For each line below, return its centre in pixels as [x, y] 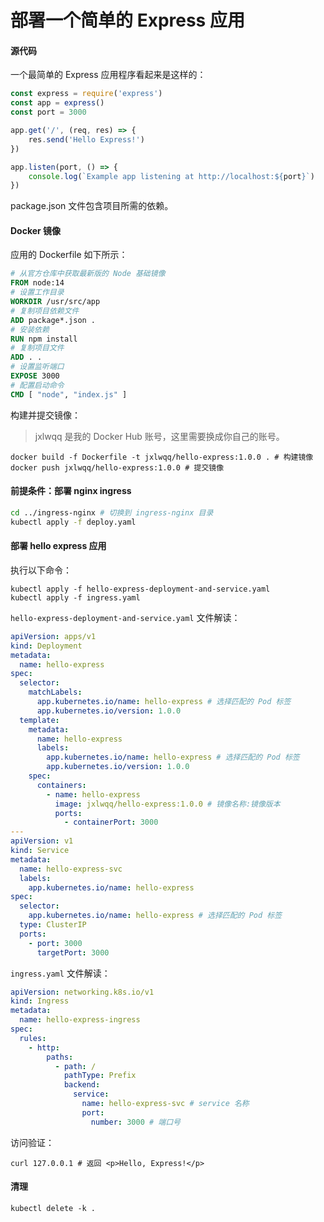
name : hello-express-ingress [80, 1020]
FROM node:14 [37, 283]
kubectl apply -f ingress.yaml [75, 597]
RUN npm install [44, 339]
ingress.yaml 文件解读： [60, 973]
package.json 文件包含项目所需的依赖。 [92, 206]
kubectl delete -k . [53, 1208]
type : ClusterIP [53, 925]
